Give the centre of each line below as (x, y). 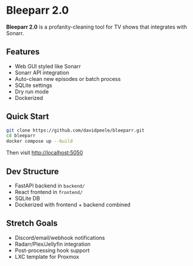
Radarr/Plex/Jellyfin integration (53, 244)
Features (23, 52)
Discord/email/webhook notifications (60, 237)
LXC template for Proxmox (47, 256)
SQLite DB (27, 198)
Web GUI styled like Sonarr (48, 66)
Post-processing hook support (52, 250)
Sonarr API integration (42, 73)
